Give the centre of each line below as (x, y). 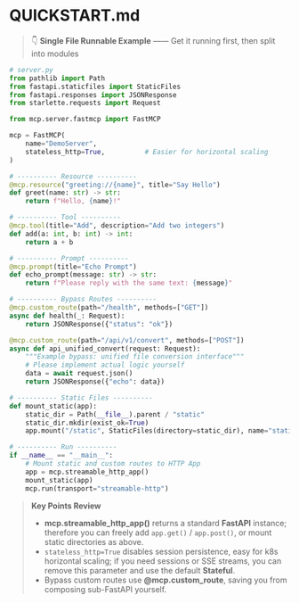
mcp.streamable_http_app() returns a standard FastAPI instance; (166, 523)
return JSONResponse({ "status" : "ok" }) (99, 324)
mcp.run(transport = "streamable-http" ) (97, 488)
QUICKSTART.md (75, 16)
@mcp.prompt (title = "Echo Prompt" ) (73, 267)
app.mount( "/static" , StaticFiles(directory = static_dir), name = (147, 431)
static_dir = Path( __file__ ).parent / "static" (115, 414)
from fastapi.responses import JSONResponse (93, 95)
